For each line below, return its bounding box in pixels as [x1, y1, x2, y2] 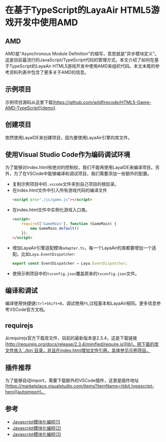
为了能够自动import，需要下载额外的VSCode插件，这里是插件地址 [5, 378, 139, 383]
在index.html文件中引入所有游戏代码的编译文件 [12, 187, 108, 193]
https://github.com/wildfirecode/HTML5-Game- [54, 99, 152, 105]
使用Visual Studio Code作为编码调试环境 [5, 151, 130, 159]
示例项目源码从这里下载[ [5, 99, 55, 105]
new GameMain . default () [30, 226, 79, 231]
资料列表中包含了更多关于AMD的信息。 [9, 69, 89, 75]
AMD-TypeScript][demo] [5, 105, 56, 110]
